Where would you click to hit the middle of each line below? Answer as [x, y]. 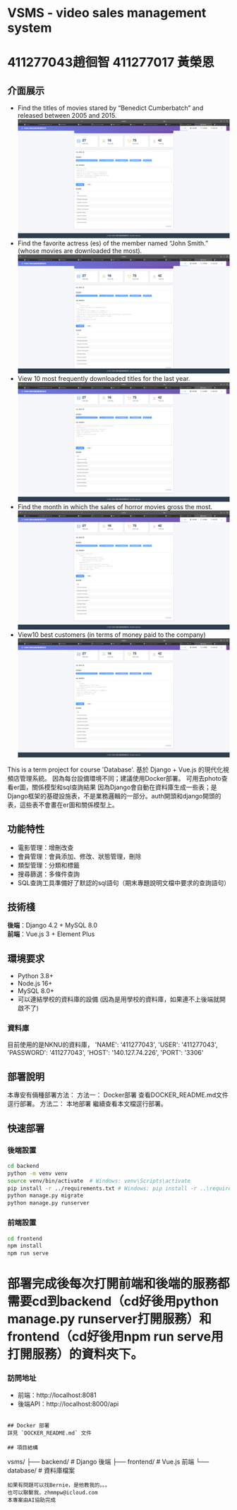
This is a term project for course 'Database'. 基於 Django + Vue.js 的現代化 [115, 769]
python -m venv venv [38, 1173]
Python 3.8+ [36, 976]
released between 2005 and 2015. [67, 116]
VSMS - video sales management [107, 13]
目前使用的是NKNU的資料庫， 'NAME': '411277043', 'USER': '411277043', [113, 1045]
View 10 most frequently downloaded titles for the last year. [104, 379]
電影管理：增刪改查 [45, 847]
